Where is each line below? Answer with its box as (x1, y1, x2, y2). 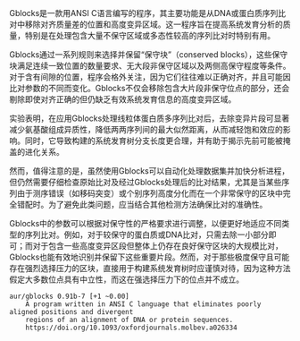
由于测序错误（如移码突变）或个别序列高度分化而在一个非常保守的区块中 (16, 188, 283, 199)
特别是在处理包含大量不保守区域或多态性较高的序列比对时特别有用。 (24, 30, 275, 40)
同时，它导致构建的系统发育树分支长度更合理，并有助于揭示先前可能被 (24, 135, 283, 146)
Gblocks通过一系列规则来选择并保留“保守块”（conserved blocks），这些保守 (9, 49, 288, 60)
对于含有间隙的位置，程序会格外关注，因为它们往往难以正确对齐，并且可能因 (9, 72, 291, 82)
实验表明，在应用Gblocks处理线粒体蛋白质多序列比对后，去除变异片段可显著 (9, 113, 290, 124)
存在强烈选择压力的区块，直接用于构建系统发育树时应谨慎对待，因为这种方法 (9, 263, 291, 273)
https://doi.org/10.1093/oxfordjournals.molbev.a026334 (25, 323, 238, 332)
